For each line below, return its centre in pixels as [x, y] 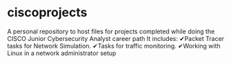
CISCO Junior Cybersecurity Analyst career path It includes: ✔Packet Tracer [116, 38]
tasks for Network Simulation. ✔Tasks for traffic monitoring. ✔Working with [114, 46]
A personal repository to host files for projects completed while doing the [111, 31]
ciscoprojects [47, 13]
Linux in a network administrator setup [62, 53]
